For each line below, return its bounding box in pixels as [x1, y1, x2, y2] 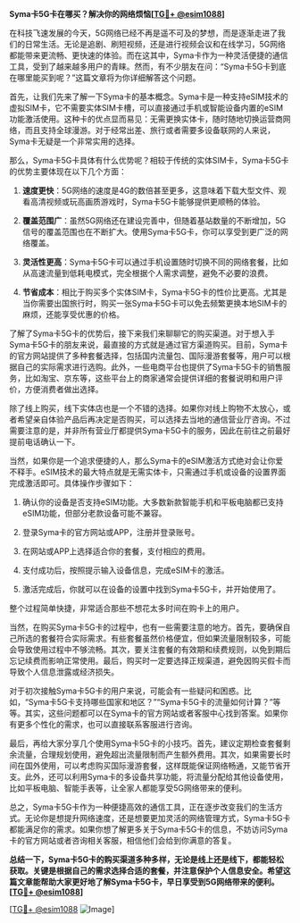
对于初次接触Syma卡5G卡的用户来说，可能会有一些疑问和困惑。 [9, 685, 244, 696]
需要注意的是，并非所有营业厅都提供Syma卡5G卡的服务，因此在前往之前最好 [9, 425, 291, 436]
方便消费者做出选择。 [24, 384, 104, 394]
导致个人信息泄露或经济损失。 [9, 667, 119, 677]
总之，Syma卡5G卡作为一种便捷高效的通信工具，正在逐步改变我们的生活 [9, 801, 275, 812]
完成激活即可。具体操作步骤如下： [9, 478, 135, 488]
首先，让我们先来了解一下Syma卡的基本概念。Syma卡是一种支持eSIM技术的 [9, 91, 288, 102]
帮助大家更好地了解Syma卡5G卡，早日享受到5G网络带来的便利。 [39, 877, 279, 887]
